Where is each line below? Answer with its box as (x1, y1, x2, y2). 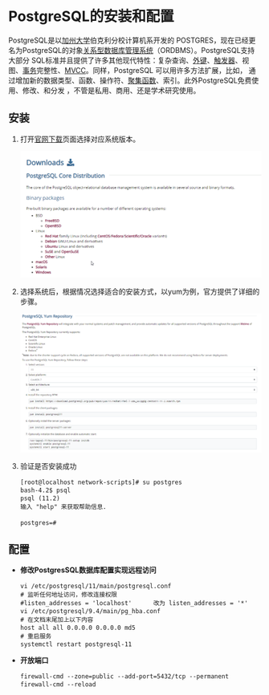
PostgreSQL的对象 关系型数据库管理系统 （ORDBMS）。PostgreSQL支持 (22, 45, 255, 55)
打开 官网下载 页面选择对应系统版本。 (19, 134, 141, 144)
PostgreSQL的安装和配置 (8, 7, 174, 26)
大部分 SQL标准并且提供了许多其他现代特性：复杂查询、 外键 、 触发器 (8, 55, 235, 65)
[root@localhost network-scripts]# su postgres (19, 478, 182, 486)
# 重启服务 (19, 632, 52, 640)
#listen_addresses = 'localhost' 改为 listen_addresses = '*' (19, 599, 249, 608)
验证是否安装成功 (19, 461, 77, 470)
